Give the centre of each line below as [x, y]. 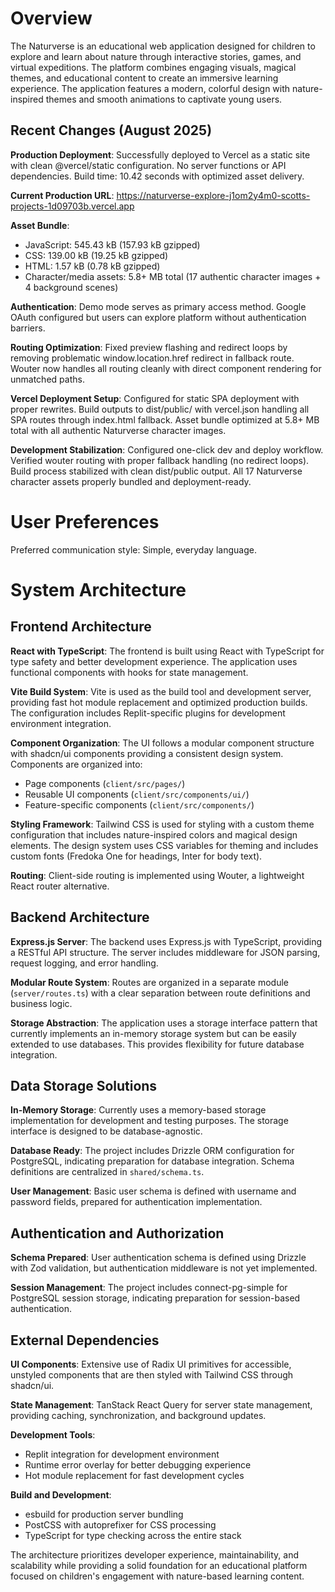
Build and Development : [61, 1494]
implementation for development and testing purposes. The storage [149, 1121]
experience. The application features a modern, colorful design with [150, 88]
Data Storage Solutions [84, 1085]
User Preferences [85, 521]
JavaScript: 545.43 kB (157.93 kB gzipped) [112, 244]
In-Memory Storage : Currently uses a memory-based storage [138, 1110]
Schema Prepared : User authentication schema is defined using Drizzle [158, 1258]
